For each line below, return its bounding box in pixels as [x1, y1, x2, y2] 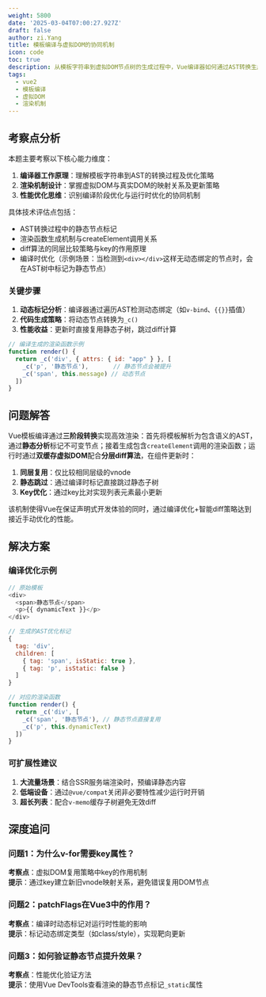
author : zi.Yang [8, 33, 62, 42]
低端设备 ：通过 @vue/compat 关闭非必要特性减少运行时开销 [19, 787, 205, 797]
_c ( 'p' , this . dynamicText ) [22, 722, 112, 731]
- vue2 [15, 78, 37, 86]
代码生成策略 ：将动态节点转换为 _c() [19, 314, 139, 325]
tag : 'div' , [15, 642, 55, 650]
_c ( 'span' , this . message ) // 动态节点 [22, 370, 146, 378]
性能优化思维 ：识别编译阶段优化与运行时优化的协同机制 [19, 190, 200, 200]
